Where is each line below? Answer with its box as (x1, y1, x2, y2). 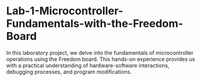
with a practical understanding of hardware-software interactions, (6, 61, 170, 69)
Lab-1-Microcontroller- (6, 4, 123, 18)
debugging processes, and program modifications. (6, 68, 132, 75)
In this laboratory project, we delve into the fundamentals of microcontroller (6, 49, 194, 56)
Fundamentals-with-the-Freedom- (6, 17, 184, 30)
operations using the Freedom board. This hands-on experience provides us (6, 55, 196, 63)
